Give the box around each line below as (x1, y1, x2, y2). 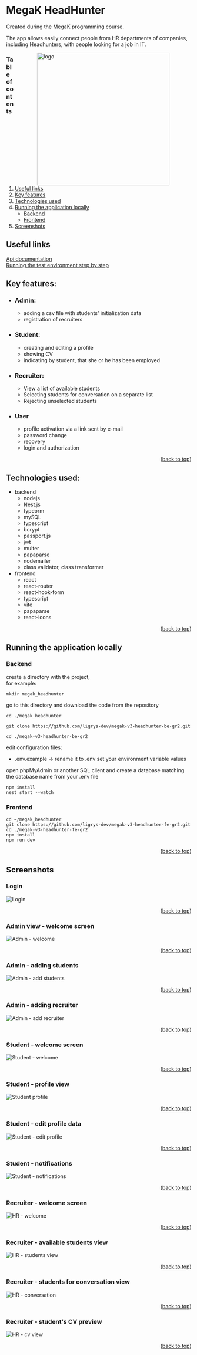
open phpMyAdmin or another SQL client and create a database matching (6, 766, 185, 773)
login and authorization (23, 444, 79, 451)
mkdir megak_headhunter (6, 691, 65, 697)
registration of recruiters (23, 316, 83, 323)
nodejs (23, 495, 40, 502)
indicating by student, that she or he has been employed (23, 356, 161, 363)
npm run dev (6, 837, 35, 844)
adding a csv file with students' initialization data (23, 310, 142, 317)
